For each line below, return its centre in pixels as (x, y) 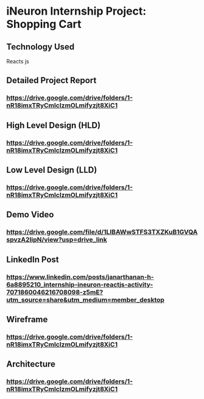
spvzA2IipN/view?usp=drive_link (57, 240)
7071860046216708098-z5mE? (55, 292)
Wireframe (27, 319)
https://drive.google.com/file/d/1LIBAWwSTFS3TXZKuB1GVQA (102, 232)
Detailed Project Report (51, 81)
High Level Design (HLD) (54, 125)
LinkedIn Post (33, 260)
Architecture (31, 364)
